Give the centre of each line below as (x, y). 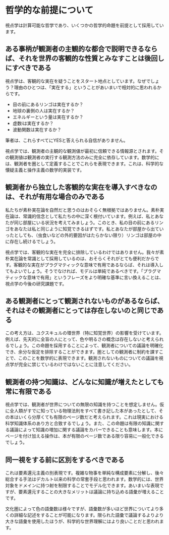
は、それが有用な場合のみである (55, 197)
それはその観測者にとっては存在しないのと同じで (81, 310)
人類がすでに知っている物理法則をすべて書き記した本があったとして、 (86, 411)
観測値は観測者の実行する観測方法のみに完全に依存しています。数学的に (84, 157)
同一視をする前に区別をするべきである (65, 460)
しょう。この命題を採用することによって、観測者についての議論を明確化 (89, 345)
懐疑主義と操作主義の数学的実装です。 (45, 170)
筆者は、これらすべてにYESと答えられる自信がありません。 (67, 140)
